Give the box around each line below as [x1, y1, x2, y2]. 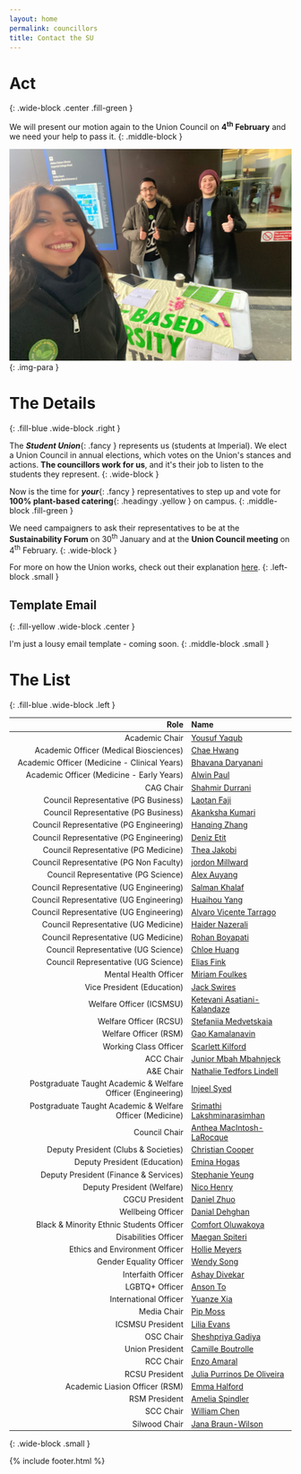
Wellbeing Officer [119, 1206, 184, 1218]
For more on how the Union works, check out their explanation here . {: [9, 562, 269, 573]
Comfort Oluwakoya [191, 1219, 265, 1229]
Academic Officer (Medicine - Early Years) [25, 770, 184, 780]
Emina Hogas [191, 1157, 240, 1168]
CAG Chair [144, 782, 184, 793]
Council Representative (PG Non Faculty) [32, 857, 184, 868]
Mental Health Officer [104, 969, 184, 980]
